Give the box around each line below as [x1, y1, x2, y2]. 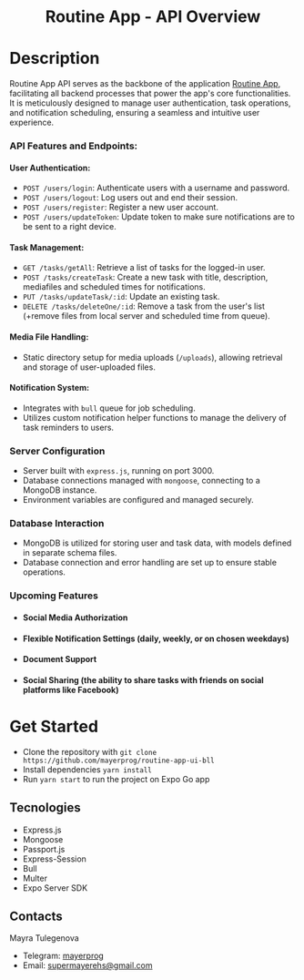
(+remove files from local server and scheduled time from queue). [22, 311, 270, 322]
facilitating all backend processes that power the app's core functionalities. [9, 88, 291, 99]
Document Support [22, 654, 97, 665]
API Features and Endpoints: [9, 139, 138, 152]
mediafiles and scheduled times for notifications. [22, 281, 207, 292]
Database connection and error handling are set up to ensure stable [22, 557, 278, 568]
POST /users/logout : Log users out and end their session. [22, 192, 238, 203]
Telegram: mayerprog [22, 950, 105, 962]
